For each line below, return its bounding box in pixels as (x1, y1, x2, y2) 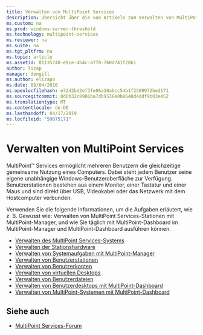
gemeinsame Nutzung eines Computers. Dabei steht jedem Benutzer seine (6, 168, 192, 176)
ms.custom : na (6, 20, 42, 26)
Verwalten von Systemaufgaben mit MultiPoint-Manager (14, 250, 155, 257)
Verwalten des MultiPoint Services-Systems (14, 237, 125, 244)
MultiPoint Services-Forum (14, 322, 82, 329)
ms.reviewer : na (6, 37, 47, 43)
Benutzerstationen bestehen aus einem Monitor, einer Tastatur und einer (6, 181, 187, 188)
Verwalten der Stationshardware (14, 244, 95, 251)
